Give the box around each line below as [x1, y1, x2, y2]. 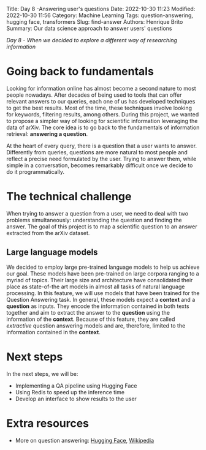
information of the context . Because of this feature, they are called [6, 315, 175, 323]
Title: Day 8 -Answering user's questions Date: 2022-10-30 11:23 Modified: [6, 6, 196, 12]
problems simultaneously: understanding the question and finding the [6, 216, 182, 223]
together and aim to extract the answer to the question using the [6, 309, 170, 316]
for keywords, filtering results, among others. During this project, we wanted [6, 110, 199, 118]
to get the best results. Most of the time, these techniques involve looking [6, 104, 192, 111]
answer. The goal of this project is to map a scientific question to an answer [6, 223, 197, 230]
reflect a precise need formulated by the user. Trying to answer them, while [6, 155, 197, 162]
